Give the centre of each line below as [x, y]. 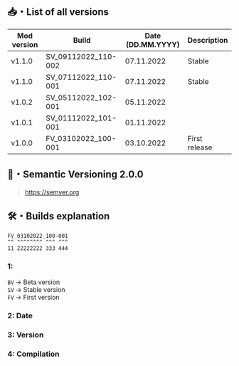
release [200, 147]
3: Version [26, 335]
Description [208, 40]
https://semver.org [52, 192]
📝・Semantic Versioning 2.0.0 [75, 175]
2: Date [20, 315]
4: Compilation [33, 354]
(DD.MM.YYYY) [153, 44]
